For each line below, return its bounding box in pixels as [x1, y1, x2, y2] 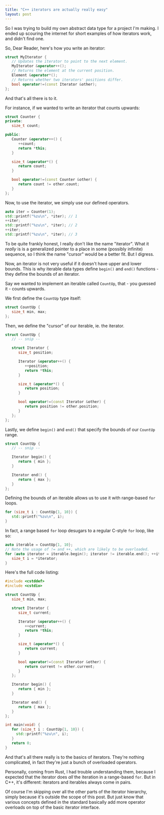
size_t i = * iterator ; [11, 556, 58, 561]
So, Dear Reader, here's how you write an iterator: [5, 45, 106, 51]
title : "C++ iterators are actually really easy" [5, 7, 108, 12]
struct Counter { [5, 114, 41, 119]
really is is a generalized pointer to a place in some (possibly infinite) [5, 246, 143, 252]
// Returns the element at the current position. [11, 68, 115, 73]
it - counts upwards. [5, 286, 45, 291]
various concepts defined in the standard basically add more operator [5, 799, 145, 805]
